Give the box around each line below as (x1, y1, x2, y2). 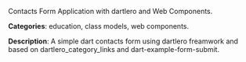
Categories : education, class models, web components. (8, 22, 190, 30)
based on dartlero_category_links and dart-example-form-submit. (8, 45, 220, 53)
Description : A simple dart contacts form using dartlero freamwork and (8, 36, 239, 46)
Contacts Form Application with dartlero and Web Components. (8, 7, 213, 15)
